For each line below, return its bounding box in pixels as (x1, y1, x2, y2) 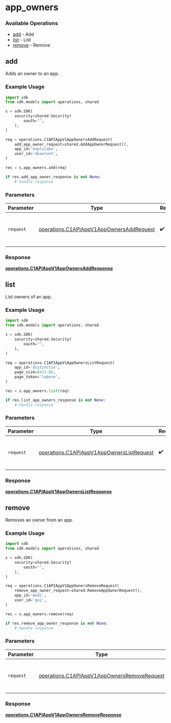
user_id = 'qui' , (14, 597, 47, 603)
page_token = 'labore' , (14, 375, 60, 380)
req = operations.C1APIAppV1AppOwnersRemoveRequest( (5, 583, 120, 588)
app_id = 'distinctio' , (14, 365, 60, 370)
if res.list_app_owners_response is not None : (5, 397, 106, 403)
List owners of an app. (5, 294, 52, 300)
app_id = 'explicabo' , (14, 146, 58, 152)
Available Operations (5, 20, 59, 27)
